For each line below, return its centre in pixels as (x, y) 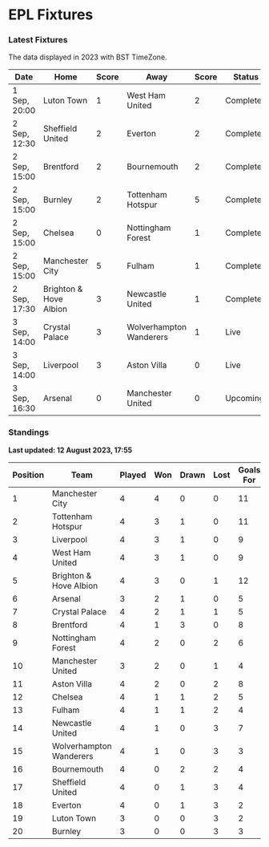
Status (246, 77)
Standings (29, 432)
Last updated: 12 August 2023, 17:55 (70, 450)
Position (28, 475)
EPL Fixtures (51, 15)
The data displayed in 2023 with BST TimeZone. (88, 57)
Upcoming (245, 399)
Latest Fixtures (38, 40)
